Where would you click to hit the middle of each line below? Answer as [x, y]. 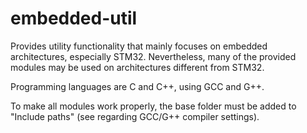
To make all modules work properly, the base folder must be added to [153, 106]
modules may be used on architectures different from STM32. [137, 67]
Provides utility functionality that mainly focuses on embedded [139, 46]
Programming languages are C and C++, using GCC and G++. [137, 86]
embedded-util [74, 18]
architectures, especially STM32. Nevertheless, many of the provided [153, 56]
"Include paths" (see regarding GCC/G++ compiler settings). [135, 116]
